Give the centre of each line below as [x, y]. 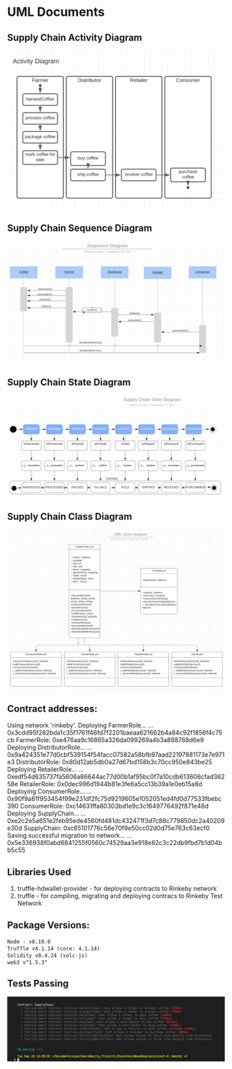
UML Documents [56, 12]
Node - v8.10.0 [29, 942]
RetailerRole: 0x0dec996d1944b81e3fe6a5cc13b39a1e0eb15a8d [111, 784]
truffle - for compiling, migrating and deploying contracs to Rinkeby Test [120, 896]
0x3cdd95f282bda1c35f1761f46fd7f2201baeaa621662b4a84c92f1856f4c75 [115, 732]
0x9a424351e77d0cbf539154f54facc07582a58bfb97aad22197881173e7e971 [116, 755]
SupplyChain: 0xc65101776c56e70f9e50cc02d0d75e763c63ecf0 [117, 828]
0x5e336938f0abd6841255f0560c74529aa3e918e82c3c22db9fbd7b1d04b [115, 843]
